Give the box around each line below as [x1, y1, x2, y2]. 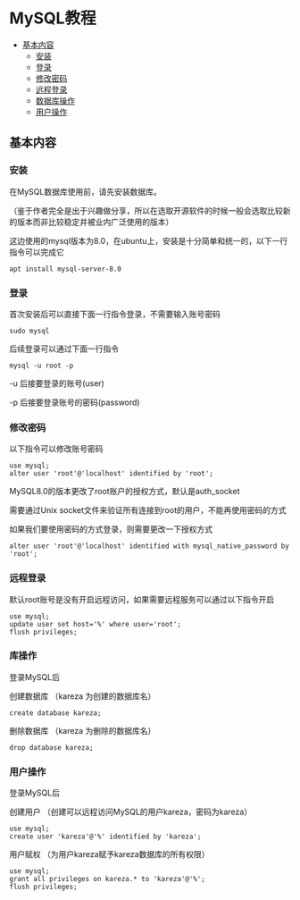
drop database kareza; [9, 743, 94, 752]
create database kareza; [9, 708, 102, 718]
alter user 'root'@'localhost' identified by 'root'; [9, 469, 214, 478]
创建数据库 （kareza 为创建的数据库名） [9, 690, 156, 702]
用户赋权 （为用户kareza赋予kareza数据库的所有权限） [9, 849, 210, 860]
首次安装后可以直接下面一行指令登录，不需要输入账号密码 [9, 308, 221, 319]
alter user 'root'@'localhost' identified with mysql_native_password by [9, 542, 290, 551]
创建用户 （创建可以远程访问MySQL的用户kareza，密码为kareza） [9, 806, 253, 818]
